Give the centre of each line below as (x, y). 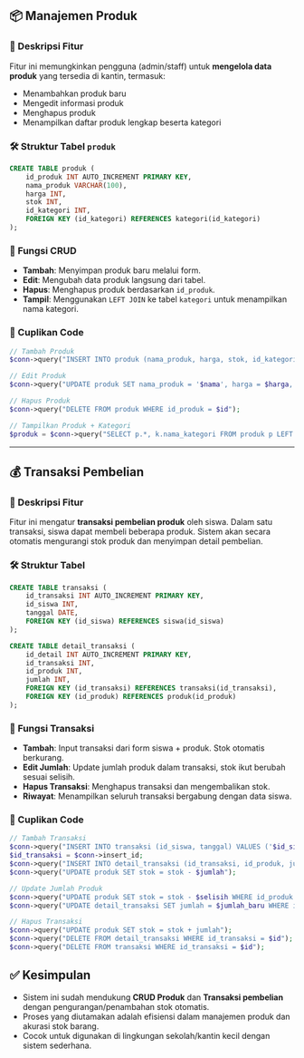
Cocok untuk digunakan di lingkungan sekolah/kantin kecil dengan (146, 1035)
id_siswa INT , (52, 605)
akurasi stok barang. (61, 1026)
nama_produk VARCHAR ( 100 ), (76, 185)
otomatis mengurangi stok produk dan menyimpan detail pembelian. (136, 541)
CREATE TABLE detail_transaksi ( (72, 646)
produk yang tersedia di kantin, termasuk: (87, 75)
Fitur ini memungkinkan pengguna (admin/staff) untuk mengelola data (141, 66)
